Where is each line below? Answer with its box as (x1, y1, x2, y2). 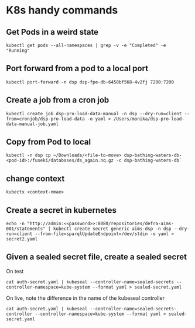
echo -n (6, 221, 25, 227)
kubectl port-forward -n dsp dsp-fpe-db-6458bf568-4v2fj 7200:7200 (6, 79, 175, 85)
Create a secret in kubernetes (6, 205, 117, 215)
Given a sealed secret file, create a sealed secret (6, 252, 187, 262)
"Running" (6, 48, 30, 53)
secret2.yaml (6, 236, 38, 242)
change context (6, 173, 65, 183)
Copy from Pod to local (6, 137, 91, 147)
